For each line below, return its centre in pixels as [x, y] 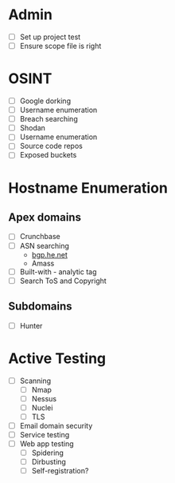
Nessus [44, 398]
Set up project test [50, 37]
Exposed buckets [48, 155]
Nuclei [42, 407]
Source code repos [51, 146]
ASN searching [45, 245]
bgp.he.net [49, 254]
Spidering [47, 453]
